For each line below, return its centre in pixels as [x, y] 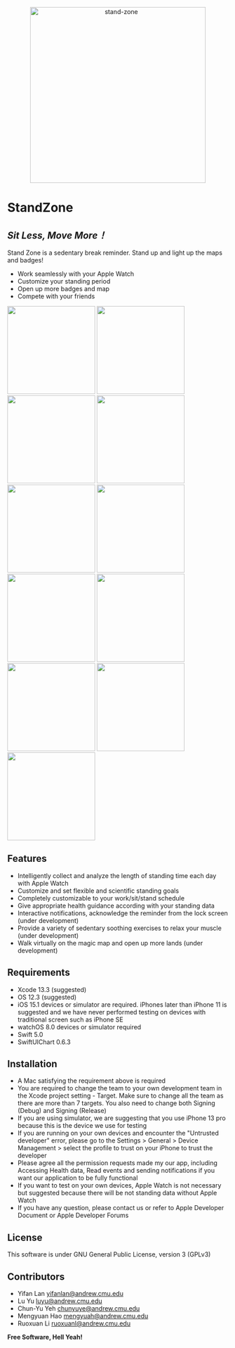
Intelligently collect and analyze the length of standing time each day [117, 875]
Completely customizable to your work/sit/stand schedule [101, 898]
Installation [32, 1064]
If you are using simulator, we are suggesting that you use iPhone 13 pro [121, 1118]
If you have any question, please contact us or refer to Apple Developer [121, 1208]
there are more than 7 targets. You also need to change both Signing [116, 1103]
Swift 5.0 [30, 1034]
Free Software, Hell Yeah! [45, 1337]
